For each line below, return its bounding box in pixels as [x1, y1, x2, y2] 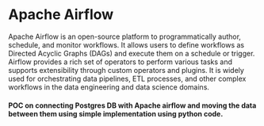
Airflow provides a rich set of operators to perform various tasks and [8, 57, 232, 67]
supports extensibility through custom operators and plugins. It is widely [8, 65, 244, 74]
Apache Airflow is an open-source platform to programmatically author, [8, 32, 242, 41]
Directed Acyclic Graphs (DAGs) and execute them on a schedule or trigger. [8, 48, 255, 58]
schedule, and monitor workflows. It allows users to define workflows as [8, 40, 244, 49]
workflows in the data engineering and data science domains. [8, 82, 210, 92]
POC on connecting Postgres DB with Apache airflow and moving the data [8, 101, 257, 110]
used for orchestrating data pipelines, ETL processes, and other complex [8, 74, 247, 83]
